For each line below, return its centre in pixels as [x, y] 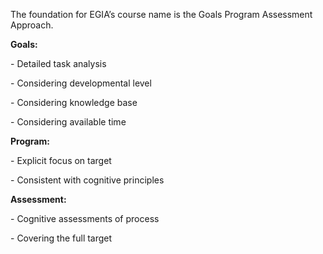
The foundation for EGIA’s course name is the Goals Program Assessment [161, 14]
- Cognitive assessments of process [85, 218]
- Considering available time [68, 122]
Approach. [32, 25]
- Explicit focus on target [61, 160]
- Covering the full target [61, 238]
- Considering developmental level [81, 83]
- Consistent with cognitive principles [87, 180]
